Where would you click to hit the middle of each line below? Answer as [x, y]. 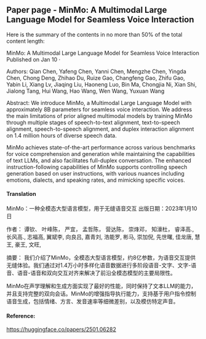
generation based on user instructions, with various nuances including [95, 173]
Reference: [21, 316]
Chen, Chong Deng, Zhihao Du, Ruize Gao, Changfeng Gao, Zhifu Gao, [96, 78]
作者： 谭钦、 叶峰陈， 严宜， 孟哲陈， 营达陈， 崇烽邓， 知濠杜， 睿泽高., [100, 229]
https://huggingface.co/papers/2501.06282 [61, 329]
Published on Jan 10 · [34, 59]
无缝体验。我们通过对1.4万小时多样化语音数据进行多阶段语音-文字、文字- [99, 265]
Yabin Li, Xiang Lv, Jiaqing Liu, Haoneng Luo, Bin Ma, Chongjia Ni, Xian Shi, [101, 84]
